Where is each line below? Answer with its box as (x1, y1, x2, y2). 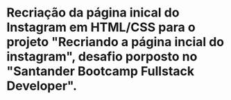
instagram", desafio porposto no (6, 49, 198, 65)
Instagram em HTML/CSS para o (6, 19, 196, 35)
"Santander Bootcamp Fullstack (6, 63, 195, 79)
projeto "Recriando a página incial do (6, 34, 225, 50)
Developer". (6, 78, 78, 94)
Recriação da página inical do (6, 5, 180, 21)
